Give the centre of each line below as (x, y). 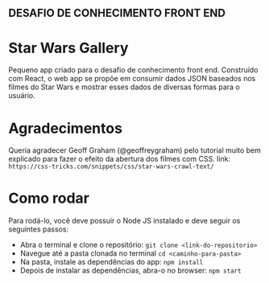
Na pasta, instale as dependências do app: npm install (112, 262)
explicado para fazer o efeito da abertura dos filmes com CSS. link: (120, 159)
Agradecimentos (66, 128)
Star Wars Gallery (68, 48)
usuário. (22, 96)
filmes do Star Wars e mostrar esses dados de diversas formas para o (124, 87)
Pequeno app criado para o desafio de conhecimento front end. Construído (133, 70)
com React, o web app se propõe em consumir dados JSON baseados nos (132, 79)
